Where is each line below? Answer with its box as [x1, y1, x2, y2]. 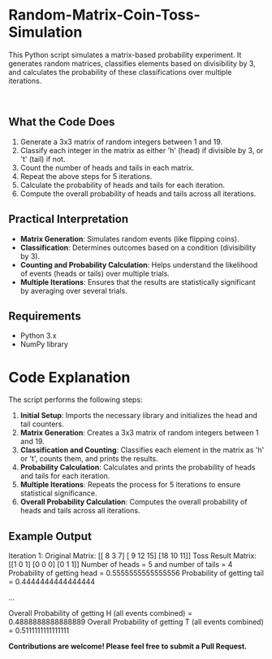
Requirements [8, 309, 81, 323]
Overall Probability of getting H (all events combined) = [8, 609, 192, 618]
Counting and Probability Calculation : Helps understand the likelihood [19, 260, 258, 269]
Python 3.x [19, 331, 57, 341]
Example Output [8, 529, 92, 543]
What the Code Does [8, 116, 115, 129]
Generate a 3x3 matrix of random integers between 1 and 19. [19, 137, 223, 146]
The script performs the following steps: [8, 395, 143, 404]
